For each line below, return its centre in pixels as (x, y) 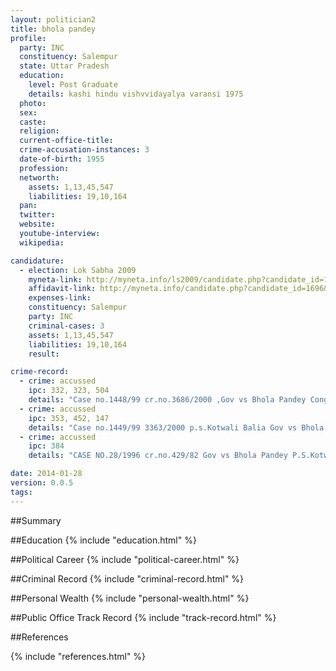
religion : (39, 131)
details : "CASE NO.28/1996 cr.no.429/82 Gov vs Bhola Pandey (158, 456)
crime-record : (40, 372)
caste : (33, 122)
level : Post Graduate (73, 85)
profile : (28, 38)
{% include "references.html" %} (78, 656)
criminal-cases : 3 (66, 326)
